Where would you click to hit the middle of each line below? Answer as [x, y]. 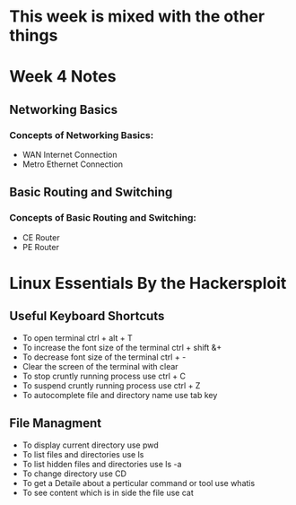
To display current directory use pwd [90, 445]
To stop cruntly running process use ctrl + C [104, 376]
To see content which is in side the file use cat [108, 492]
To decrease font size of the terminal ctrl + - [104, 357]
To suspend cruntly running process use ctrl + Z [111, 385]
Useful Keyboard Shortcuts [87, 316]
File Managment [55, 423]
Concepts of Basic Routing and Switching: [103, 218]
